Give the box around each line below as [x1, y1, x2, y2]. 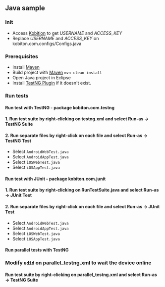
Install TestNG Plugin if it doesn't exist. [12, 80, 92, 86]
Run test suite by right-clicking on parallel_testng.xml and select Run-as [5, 272, 157, 278]
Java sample [5, 4, 46, 12]
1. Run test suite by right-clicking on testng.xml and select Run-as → [5, 116, 149, 122]
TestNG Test [5, 138, 31, 143]
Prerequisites [5, 53, 38, 60]
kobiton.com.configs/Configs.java [12, 41, 82, 47]
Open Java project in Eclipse [12, 74, 71, 81]
